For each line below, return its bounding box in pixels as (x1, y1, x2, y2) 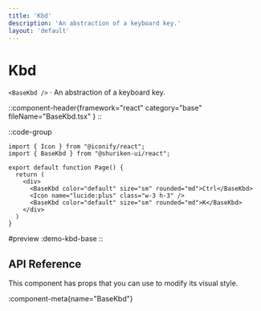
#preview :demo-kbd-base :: (8, 234, 104, 244)
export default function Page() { (8, 164, 124, 172)
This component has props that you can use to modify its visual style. (8, 278, 239, 289)
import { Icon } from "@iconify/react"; (8, 143, 146, 151)
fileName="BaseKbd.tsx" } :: (8, 111, 102, 121)
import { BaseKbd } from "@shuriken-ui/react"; (8, 150, 171, 158)
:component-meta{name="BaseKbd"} (8, 294, 133, 304)
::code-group (8, 127, 52, 137)
